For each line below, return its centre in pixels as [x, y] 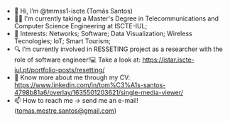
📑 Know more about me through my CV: [72, 77]
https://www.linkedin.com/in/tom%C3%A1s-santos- [90, 85]
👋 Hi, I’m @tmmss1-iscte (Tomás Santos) [73, 11]
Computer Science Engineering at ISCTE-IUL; [81, 26]
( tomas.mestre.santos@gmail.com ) [65, 111]
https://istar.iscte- [168, 60]
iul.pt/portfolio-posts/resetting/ [59, 70]
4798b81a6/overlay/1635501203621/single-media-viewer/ [98, 93]
